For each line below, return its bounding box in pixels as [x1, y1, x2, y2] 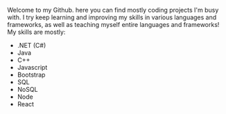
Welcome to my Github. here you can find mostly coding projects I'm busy [7, 6, 219, 14]
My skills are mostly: [7, 28, 66, 36]
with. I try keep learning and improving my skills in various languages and [7, 13, 217, 21]
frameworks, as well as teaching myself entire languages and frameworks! [7, 21, 220, 28]
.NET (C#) [17, 41, 46, 49]
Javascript [17, 64, 48, 71]
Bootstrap [17, 70, 46, 79]
